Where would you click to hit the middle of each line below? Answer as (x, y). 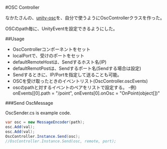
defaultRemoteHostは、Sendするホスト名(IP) (59, 62)
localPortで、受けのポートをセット (48, 56)
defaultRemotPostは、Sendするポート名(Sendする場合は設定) (77, 68)
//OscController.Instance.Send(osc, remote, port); (61, 141)
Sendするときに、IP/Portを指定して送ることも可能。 (67, 75)
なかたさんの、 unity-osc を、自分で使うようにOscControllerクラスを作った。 (85, 18)
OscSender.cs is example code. (38, 113)
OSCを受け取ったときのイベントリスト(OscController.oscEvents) (80, 81)
